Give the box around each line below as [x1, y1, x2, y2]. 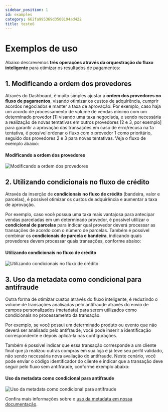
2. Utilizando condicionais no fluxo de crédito [5, 177, 149, 186]
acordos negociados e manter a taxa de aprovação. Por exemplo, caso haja [5, 103, 161, 109]
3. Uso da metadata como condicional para [5, 275, 142, 284]
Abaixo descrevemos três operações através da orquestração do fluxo [5, 60, 154, 66]
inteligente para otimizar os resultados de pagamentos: [5, 65, 120, 71]
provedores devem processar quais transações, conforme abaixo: [5, 238, 141, 244]
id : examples [5, 12, 33, 17]
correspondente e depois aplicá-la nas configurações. [5, 333, 118, 339]
